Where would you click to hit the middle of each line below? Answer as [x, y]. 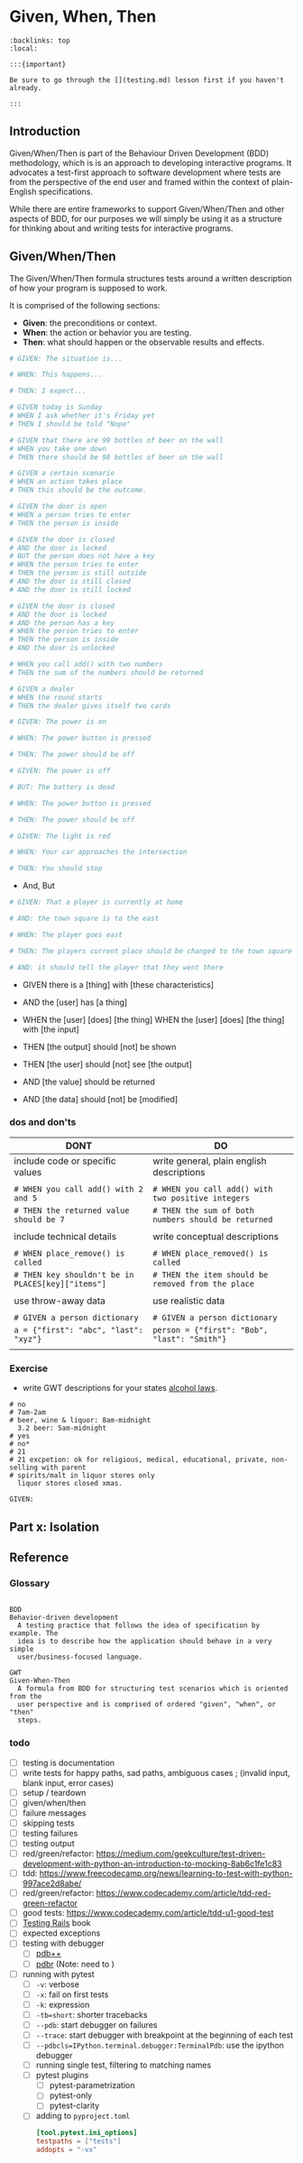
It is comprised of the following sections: [85, 305]
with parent [64, 1468]
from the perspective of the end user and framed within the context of [140, 181]
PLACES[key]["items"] [60, 1284]
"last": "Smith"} [190, 1339]
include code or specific [65, 1161]
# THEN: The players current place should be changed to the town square [151, 951]
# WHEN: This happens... [56, 375]
